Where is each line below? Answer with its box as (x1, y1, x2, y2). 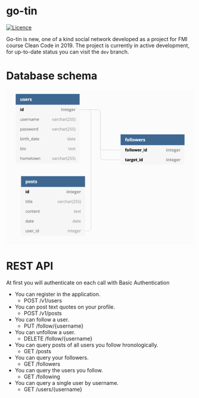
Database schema (6, 69, 98, 83)
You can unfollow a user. (14, 328, 76, 335)
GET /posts (23, 347, 52, 354)
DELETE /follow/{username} (23, 335, 93, 342)
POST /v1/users (23, 297, 63, 304)
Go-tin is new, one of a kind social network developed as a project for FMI (6, 35, 188, 42)
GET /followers (23, 360, 61, 368)
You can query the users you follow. (14, 366, 103, 374)
